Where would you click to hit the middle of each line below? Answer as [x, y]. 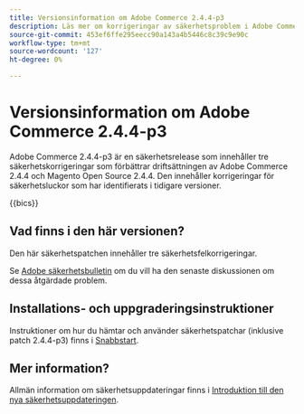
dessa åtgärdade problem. [58, 280]
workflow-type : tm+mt [50, 43]
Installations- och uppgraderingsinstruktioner [142, 309]
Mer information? [60, 368]
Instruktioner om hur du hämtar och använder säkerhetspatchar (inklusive [147, 330]
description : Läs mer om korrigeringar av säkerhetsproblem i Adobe [141, 26]
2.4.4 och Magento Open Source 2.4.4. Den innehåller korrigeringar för [142, 175]
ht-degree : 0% [36, 60]
